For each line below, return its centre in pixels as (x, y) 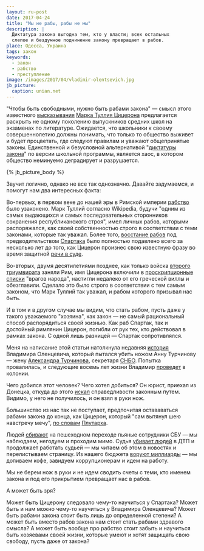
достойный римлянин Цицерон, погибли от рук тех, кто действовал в (96, 329)
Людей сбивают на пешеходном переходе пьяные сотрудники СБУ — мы (102, 434)
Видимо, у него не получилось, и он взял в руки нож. (76, 398)
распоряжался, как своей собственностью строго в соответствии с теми (102, 228)
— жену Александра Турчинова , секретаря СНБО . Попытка (84, 360)
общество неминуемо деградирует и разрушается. (73, 160)
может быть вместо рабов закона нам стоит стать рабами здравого (95, 522)
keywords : (19, 57)
